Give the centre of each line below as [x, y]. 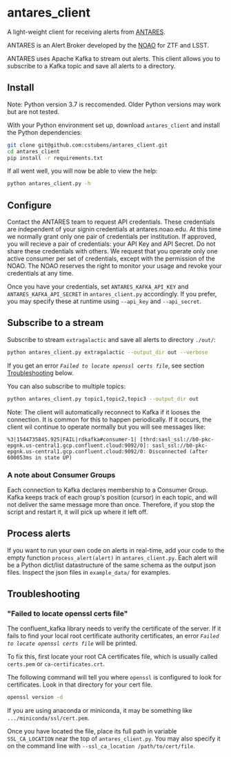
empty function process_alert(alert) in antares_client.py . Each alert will [112, 557]
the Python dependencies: [45, 132]
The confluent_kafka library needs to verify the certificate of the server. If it [114, 629]
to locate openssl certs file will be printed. [72, 643]
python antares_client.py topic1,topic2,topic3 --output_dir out [103, 399]
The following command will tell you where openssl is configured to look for [114, 678]
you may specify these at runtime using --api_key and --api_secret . [104, 301]
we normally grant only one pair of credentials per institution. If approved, [112, 237]
